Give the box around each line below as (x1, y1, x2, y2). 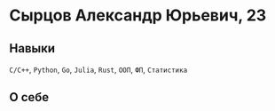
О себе (9, 90, 50, 105)
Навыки (9, 41, 56, 56)
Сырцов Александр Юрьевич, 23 (9, 5, 267, 26)
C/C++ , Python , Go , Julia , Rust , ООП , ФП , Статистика (9, 64, 188, 75)
